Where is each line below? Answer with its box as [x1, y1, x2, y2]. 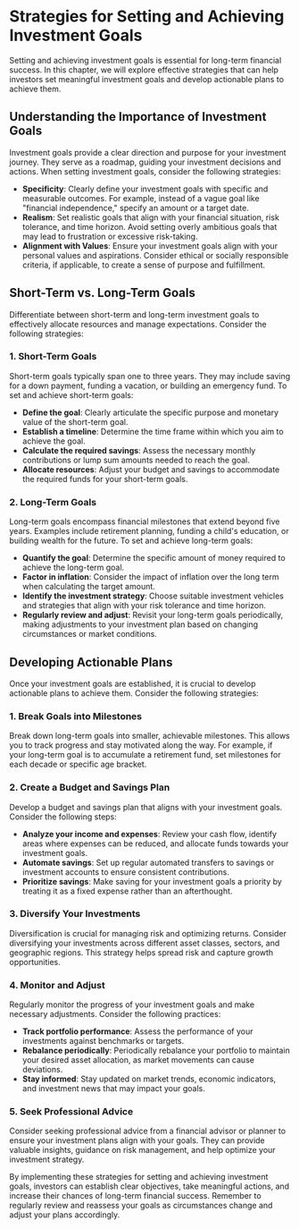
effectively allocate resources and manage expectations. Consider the [9, 318, 268, 329]
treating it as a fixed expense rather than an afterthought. [21, 886, 233, 896]
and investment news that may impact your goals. [21, 1083, 205, 1094]
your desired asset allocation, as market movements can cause [21, 1055, 254, 1065]
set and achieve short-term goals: [9, 389, 134, 400]
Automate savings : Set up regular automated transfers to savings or [21, 857, 275, 868]
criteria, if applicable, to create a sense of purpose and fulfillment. [21, 259, 266, 270]
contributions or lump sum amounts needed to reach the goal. [21, 454, 250, 465]
